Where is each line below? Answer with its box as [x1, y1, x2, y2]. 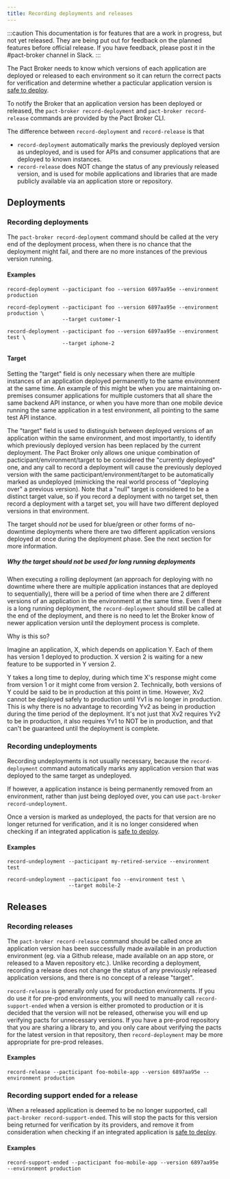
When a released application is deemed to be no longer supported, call [7, 1106, 207, 1114]
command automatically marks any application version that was [39, 764, 219, 772]
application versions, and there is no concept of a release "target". [7, 973, 194, 981]
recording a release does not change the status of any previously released [7, 966, 217, 974]
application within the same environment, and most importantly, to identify [7, 434, 217, 442]
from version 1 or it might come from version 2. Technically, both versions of [7, 680, 222, 688]
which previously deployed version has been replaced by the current [7, 441, 201, 450]
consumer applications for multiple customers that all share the [34, 391, 213, 399]
